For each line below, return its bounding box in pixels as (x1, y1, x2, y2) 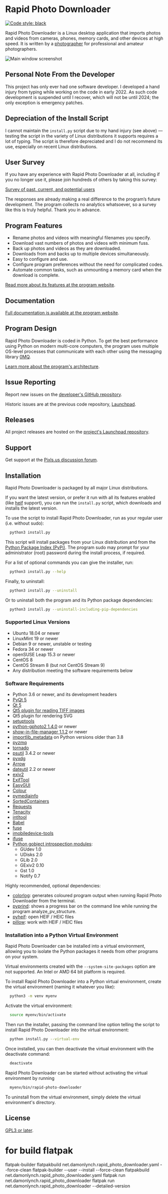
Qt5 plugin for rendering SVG (12, 713, 73, 719)
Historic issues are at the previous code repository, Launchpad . (5, 401, 136, 407)
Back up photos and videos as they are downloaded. (12, 245, 121, 252)
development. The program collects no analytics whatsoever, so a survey (5, 202, 156, 208)
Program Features (5, 221, 63, 230)
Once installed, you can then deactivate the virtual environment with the (5, 1046, 154, 1052)
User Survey (5, 158, 45, 166)
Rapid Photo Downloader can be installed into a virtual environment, (5, 943, 145, 949)
